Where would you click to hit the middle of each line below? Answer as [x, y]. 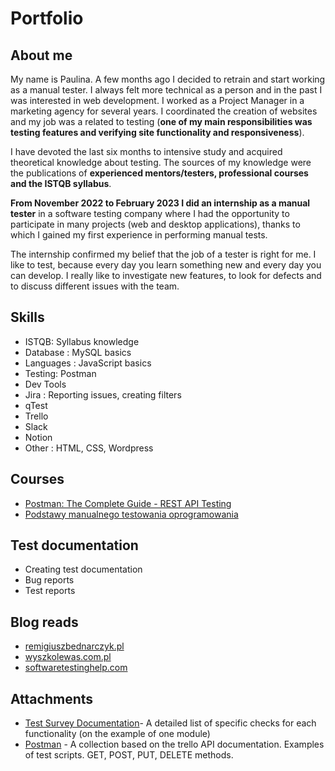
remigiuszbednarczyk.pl [74, 646]
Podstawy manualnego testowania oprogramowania [131, 514]
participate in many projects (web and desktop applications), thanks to [155, 224]
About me [41, 55]
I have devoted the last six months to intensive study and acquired [146, 151]
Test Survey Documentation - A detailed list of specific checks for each [170, 723]
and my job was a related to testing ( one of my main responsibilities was [161, 121]
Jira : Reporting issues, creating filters [103, 394]
